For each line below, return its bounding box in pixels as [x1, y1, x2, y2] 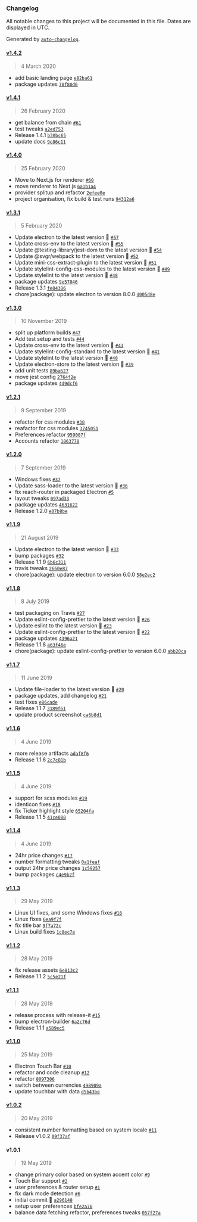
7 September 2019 [20, 464, 66, 471]
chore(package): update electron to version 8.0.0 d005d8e [14, 291, 156, 298]
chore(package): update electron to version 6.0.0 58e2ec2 [14, 571, 156, 578]
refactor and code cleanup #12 [14, 1068, 90, 1076]
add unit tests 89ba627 [14, 367, 69, 374]
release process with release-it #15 [14, 1011, 101, 1018]
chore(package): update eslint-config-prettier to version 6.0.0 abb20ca [14, 648, 186, 655]
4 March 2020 [20, 63, 57, 70]
